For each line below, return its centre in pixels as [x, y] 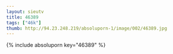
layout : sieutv [25, 12]
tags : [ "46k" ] [24, 23]
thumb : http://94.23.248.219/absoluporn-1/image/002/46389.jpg [87, 28]
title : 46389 [22, 17]
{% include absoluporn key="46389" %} [56, 45]
